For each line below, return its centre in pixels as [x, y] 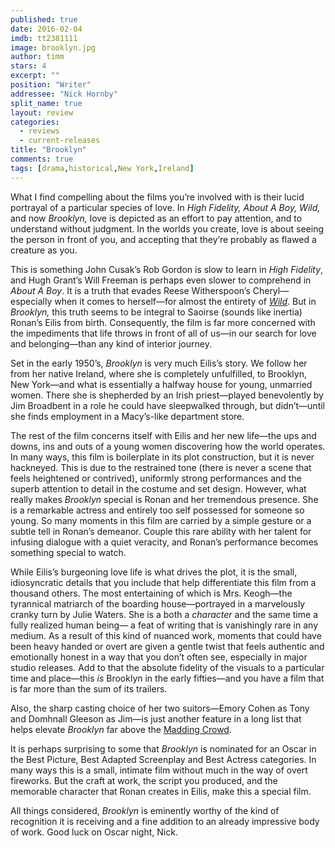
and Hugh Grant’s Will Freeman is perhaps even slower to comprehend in [161, 280]
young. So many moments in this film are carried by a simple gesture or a [161, 520]
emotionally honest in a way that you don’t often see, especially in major [159, 657]
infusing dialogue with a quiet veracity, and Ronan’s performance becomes [164, 542]
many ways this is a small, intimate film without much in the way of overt [159, 770]
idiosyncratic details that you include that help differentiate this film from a [163, 582]
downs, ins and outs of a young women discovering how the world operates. [168, 446]
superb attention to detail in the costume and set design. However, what [158, 488]
